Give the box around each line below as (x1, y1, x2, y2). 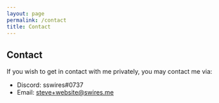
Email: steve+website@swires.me (16, 88, 114, 97)
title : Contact (6, 23, 51, 30)
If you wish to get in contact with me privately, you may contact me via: (6, 68, 213, 76)
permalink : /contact (6, 17, 67, 24)
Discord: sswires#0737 (16, 81, 84, 89)
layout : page (6, 10, 45, 17)
